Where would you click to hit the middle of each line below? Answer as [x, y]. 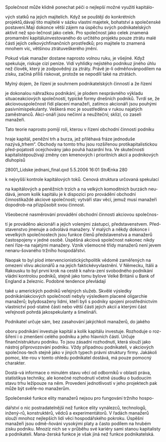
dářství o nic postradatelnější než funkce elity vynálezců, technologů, [76, 408]
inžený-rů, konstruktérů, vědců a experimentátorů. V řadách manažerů [77, 413]
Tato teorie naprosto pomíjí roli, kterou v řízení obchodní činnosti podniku [80, 129]
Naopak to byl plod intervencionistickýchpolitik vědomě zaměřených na [78, 260]
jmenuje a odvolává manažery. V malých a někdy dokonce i [89, 229]
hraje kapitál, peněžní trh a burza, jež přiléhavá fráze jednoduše [70, 139]
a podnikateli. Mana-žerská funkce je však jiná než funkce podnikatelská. [80, 434]
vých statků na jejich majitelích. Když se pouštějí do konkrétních [70, 17]
